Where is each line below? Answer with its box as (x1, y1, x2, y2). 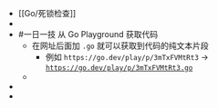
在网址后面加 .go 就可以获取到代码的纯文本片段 (31, 40, 209, 51)
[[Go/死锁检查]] (17, 8, 77, 18)
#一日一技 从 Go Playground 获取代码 (17, 29, 158, 39)
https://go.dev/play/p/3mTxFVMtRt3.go (45, 64, 193, 73)
